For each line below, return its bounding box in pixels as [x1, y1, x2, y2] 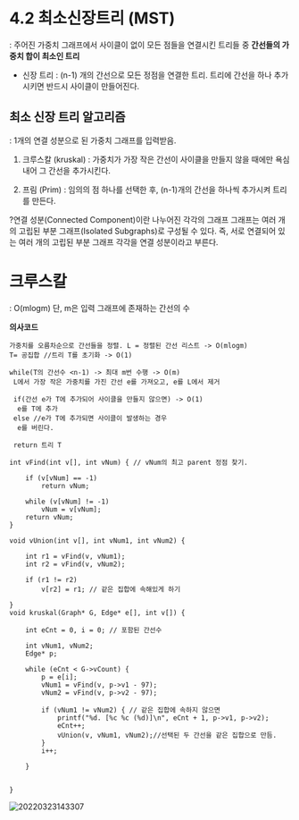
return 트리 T [12, 440, 62, 450]
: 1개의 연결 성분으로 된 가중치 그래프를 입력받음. [9, 135, 177, 146]
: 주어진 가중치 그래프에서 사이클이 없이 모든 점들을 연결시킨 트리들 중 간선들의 [9, 39, 281, 50]
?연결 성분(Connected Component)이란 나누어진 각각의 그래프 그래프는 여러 [9, 214, 277, 224]
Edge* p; [25, 649, 58, 658]
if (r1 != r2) [25, 575, 78, 584]
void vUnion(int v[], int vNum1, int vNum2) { [9, 536, 186, 545]
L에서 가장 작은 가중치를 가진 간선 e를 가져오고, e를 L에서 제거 [12, 377, 220, 386]
